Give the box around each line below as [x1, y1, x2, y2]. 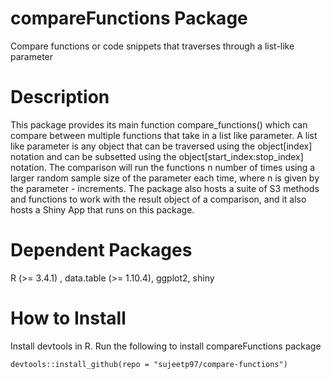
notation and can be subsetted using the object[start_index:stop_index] [10, 150, 304, 162]
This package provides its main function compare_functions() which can [10, 118, 308, 131]
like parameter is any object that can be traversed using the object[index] [10, 140, 313, 152]
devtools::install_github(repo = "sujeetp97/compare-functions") [10, 359, 288, 369]
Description [10, 86, 110, 109]
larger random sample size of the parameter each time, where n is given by [10, 172, 320, 184]
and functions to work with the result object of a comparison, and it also [10, 193, 307, 205]
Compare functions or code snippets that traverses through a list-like [10, 40, 295, 52]
